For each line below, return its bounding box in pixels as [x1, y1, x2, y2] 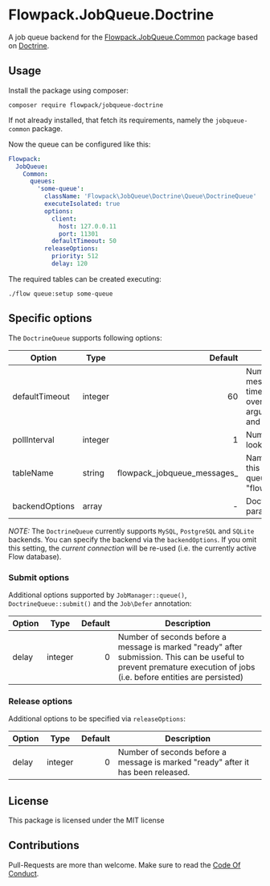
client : [51, 215, 78, 223]
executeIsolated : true [43, 200, 121, 208]
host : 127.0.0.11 [59, 222, 117, 230]
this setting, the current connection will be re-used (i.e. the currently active [8, 543, 257, 553]
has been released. [117, 767, 190, 778]
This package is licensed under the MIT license [8, 815, 165, 826]
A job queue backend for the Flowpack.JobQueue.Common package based [8, 32, 259, 42]
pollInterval [12, 434, 55, 445]
